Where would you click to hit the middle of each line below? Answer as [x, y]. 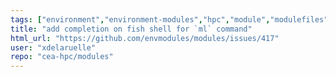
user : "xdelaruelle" [53, 47]
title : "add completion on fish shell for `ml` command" [131, 29]
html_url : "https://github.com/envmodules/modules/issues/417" [145, 38]
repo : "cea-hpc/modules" [62, 57]
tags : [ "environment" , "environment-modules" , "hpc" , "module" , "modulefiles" [169, 19]
